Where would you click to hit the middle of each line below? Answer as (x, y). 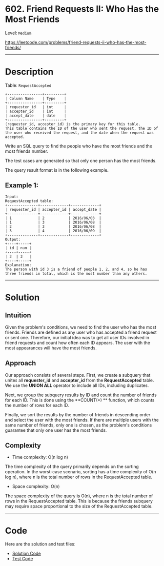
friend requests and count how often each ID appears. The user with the (78, 343)
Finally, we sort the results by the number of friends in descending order (78, 414)
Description (29, 72)
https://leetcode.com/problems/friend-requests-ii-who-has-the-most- (76, 42)
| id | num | (18, 248)
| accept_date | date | (36, 116)
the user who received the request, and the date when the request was (79, 133)
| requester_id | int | (36, 107)
